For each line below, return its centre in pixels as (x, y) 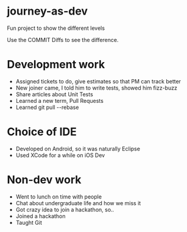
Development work (56, 65)
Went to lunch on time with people (59, 197)
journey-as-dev (47, 11)
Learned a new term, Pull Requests (60, 100)
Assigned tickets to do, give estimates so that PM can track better (98, 81)
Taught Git (29, 222)
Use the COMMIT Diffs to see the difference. (63, 40)
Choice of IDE (42, 132)
